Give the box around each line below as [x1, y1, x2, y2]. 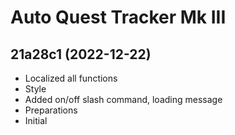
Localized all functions [24, 72, 118, 84]
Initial [24, 115, 48, 126]
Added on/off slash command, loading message [24, 94, 223, 105]
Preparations [24, 104, 78, 116]
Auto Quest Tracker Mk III [10, 6, 227, 29]
